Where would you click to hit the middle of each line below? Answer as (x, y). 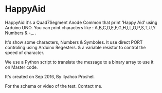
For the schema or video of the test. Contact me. (54, 86)
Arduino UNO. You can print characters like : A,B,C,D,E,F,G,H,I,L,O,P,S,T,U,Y (81, 27)
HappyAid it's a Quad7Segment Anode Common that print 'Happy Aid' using (81, 22)
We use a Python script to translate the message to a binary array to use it (79, 62)
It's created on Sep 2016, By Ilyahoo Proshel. (50, 76)
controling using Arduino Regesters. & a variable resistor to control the (75, 47)
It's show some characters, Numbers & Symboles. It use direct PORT (74, 42)
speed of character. (25, 53)
